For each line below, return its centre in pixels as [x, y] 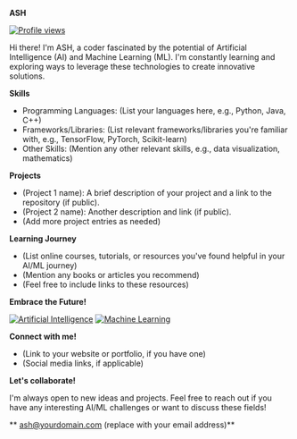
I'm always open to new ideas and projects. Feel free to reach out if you [140, 398]
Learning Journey [43, 239]
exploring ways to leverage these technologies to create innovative [132, 67]
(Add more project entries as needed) [91, 221]
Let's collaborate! [42, 380]
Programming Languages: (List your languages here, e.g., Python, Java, [154, 110]
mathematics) [47, 158]
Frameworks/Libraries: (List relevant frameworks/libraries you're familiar [155, 130]
